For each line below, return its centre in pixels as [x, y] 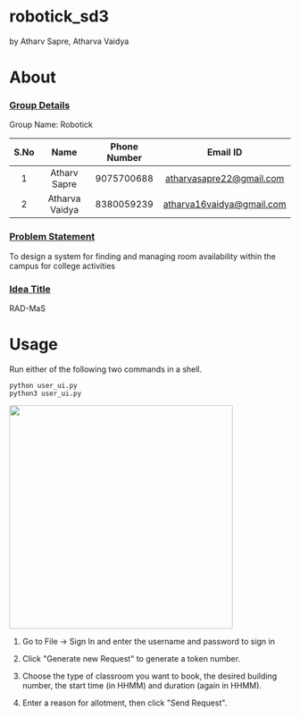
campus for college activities [62, 266]
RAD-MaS [28, 308]
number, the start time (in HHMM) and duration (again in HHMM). [142, 685]
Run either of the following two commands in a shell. [106, 369]
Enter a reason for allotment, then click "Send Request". [125, 703]
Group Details [40, 105]
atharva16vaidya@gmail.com [225, 205]
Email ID [225, 152]
